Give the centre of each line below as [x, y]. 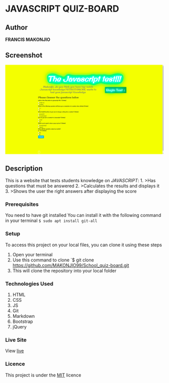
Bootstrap [23, 321]
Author [16, 28]
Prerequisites [22, 204]
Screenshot [24, 55]
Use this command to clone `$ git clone [53, 260]
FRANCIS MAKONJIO [28, 39]
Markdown [24, 316]
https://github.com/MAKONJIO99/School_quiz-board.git [71, 265]
